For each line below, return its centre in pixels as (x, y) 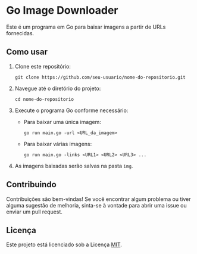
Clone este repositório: (43, 66)
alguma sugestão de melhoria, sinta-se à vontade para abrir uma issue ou (96, 205)
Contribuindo (31, 185)
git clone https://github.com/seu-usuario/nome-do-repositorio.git (100, 77)
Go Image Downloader (62, 10)
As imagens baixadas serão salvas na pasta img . (74, 166)
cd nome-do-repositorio (44, 99)
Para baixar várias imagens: (58, 144)
